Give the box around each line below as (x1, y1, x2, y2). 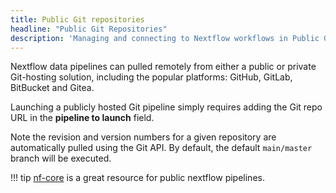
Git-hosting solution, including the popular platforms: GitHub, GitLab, (10, 71, 293, 83)
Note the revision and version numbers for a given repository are (10, 131, 277, 143)
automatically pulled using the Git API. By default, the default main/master (10, 142, 313, 154)
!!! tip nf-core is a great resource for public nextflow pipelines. (10, 172, 265, 184)
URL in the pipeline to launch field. (10, 112, 155, 124)
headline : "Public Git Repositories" (10, 24, 168, 34)
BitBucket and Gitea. (10, 82, 95, 94)
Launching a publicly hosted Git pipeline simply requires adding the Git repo (10, 101, 323, 113)
